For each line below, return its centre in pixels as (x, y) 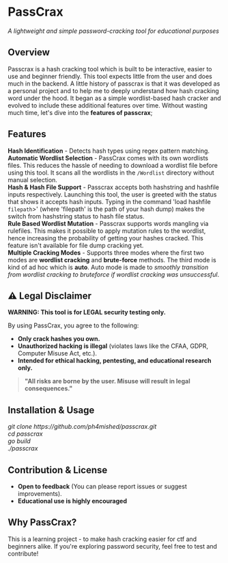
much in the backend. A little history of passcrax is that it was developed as (114, 84)
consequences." (48, 388)
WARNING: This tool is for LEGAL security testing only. (87, 312)
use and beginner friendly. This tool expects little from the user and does (110, 76)
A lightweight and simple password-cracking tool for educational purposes (113, 31)
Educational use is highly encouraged (72, 501)
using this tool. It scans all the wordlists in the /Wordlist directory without (111, 173)
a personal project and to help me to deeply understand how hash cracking (113, 90)
